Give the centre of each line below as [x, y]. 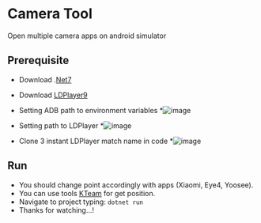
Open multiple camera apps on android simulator [87, 36]
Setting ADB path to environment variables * [91, 110]
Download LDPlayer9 [53, 95]
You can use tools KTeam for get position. [87, 193]
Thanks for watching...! [57, 210]
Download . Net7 [45, 79]
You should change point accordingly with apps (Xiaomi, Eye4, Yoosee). [136, 185]
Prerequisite [38, 60]
